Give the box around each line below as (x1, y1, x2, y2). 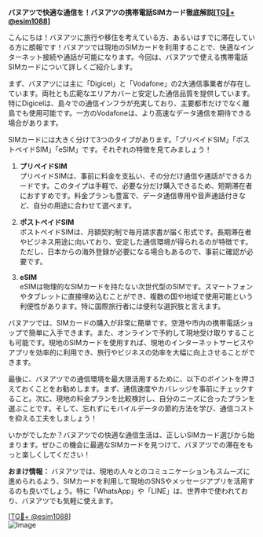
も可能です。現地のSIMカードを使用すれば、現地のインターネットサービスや (8, 338, 254, 347)
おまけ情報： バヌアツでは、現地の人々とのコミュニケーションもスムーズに (8, 467, 250, 476)
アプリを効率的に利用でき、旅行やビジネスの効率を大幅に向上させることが (8, 348, 249, 357)
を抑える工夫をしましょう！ (8, 414, 98, 423)
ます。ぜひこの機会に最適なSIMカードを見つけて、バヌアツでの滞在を (21, 440, 247, 449)
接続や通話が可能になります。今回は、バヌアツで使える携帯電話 (42, 53, 249, 61)
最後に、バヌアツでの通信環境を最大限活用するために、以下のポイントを (8, 374, 242, 384)
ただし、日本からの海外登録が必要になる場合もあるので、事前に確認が (19, 247, 247, 256)
